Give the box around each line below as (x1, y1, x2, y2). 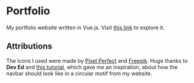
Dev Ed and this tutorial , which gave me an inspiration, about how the (6, 63, 178, 70)
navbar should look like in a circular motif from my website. (6, 70, 153, 77)
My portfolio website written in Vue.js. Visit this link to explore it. (6, 24, 165, 31)
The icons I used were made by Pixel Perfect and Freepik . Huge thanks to (6, 57, 188, 64)
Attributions (6, 41, 53, 51)
